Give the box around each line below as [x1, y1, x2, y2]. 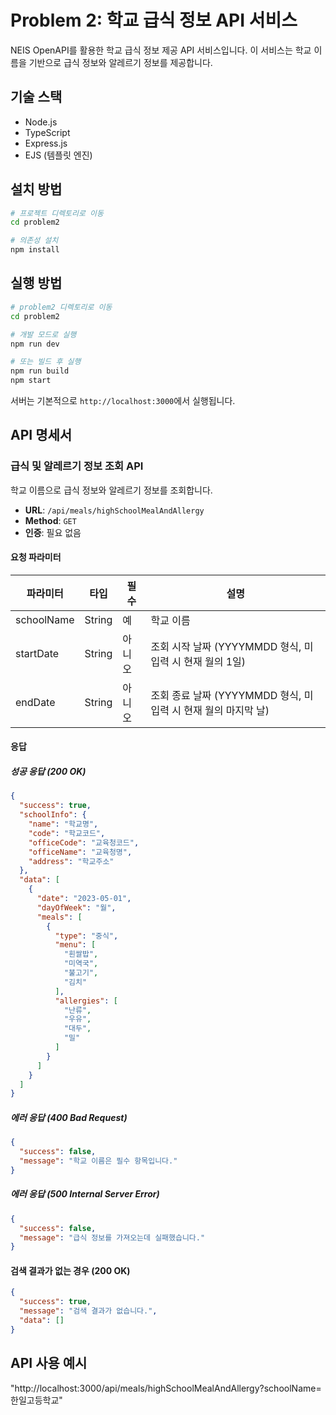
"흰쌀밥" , [63, 949, 99, 960]
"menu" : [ [54, 940, 97, 950]
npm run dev [10, 339, 60, 349]
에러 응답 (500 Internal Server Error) [10, 1188, 160, 1200]
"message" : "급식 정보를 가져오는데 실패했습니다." [19, 1232, 206, 1243]
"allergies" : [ [54, 996, 118, 1006]
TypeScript [24, 126, 71, 138]
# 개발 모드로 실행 [10, 329, 77, 340]
